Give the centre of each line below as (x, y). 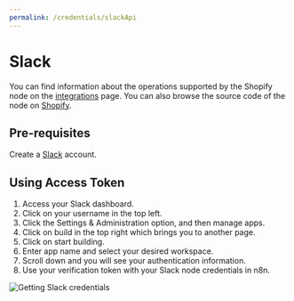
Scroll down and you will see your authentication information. (134, 261)
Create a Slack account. (53, 155)
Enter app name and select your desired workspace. (118, 251)
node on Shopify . (41, 105)
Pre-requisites (50, 133)
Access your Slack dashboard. (78, 204)
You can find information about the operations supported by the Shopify (141, 86)
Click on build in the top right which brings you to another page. (139, 232)
